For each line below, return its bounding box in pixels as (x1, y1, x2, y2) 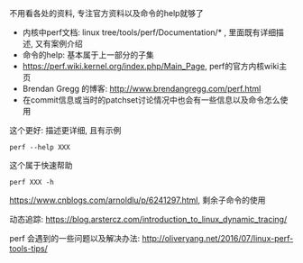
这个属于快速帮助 (9, 160, 73, 170)
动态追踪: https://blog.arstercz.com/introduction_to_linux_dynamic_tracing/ (9, 214, 288, 224)
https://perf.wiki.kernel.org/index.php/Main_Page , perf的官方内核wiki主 (22, 61, 287, 71)
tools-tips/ (9, 243, 48, 254)
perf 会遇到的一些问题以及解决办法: (9, 233, 141, 243)
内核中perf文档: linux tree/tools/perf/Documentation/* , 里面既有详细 (22, 27, 277, 38)
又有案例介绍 (34, 39, 83, 49)
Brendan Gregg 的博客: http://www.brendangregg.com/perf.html (22, 84, 262, 94)
